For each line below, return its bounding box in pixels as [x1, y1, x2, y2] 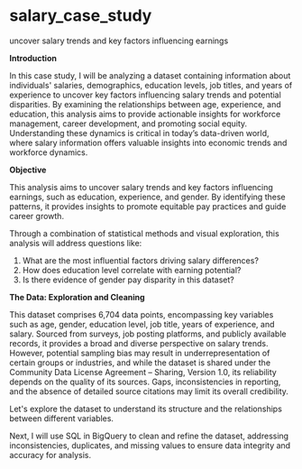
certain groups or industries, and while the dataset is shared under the [9, 357, 271, 368]
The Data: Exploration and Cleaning [9, 291, 146, 302]
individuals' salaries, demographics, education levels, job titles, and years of [9, 79, 293, 90]
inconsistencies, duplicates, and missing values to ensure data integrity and [9, 439, 291, 451]
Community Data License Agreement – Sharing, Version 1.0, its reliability [9, 366, 277, 377]
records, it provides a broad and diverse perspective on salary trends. [9, 337, 269, 348]
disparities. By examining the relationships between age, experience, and [9, 98, 281, 109]
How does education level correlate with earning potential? [22, 264, 242, 275]
